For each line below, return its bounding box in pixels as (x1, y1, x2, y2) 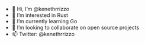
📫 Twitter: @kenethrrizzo (11, 31, 75, 37)
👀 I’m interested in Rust (11, 12, 69, 19)
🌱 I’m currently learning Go (11, 18, 78, 24)
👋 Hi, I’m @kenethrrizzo (11, 6, 70, 12)
